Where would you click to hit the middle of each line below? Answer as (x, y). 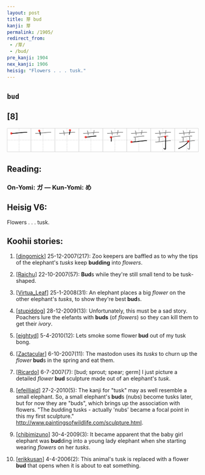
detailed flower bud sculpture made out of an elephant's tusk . (93, 378)
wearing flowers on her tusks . (53, 447)
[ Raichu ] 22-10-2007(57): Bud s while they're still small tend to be (97, 274)
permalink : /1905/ (30, 32)
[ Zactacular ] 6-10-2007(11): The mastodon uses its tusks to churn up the (106, 353)
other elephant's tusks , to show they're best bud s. (79, 299)
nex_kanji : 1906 (27, 64)
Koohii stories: (35, 241)
